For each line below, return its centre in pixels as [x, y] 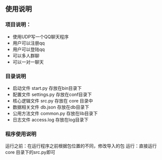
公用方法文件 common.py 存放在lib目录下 [55, 113]
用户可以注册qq [29, 43]
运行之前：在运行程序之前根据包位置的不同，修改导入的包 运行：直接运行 [81, 146]
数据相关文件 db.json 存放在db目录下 [51, 107]
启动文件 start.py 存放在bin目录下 [47, 88]
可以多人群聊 [26, 56]
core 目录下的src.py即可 [30, 152]
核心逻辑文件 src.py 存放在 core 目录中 [53, 100]
